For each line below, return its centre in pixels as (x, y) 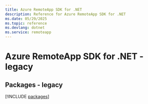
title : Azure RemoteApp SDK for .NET (44, 10)
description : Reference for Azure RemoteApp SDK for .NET (65, 14)
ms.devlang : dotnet (25, 28)
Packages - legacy (34, 85)
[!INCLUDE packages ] (27, 96)
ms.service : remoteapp (28, 32)
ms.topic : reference (26, 23)
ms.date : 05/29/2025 (26, 19)
